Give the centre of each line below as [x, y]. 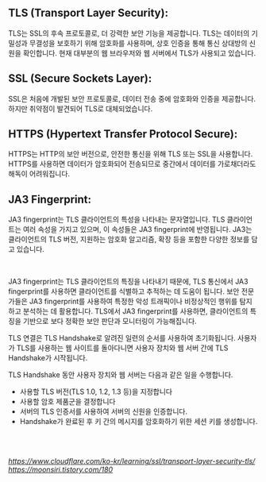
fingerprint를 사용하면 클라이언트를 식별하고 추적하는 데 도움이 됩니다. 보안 [124, 291]
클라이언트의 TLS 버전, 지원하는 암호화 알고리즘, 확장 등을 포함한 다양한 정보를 [129, 239]
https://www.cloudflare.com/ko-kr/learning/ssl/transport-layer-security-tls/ [132, 461]
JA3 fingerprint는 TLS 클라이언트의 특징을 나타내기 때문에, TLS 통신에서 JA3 [128, 282]
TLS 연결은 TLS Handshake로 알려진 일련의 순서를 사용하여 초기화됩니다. [122, 338]
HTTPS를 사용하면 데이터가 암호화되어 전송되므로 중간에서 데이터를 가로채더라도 [132, 164]
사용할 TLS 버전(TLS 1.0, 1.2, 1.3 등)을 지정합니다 [96, 391]
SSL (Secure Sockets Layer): [80, 79]
